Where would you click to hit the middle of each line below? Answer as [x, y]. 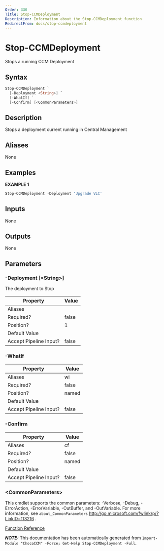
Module [12, 544]
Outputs [18, 236]
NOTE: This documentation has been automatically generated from [73, 538]
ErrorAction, [17, 508]
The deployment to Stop [30, 289]
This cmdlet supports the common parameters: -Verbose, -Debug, [72, 503]
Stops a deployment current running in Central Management [66, 129]
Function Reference [25, 528]
